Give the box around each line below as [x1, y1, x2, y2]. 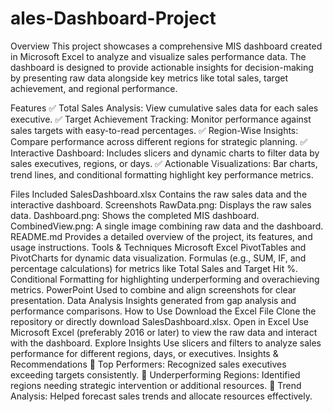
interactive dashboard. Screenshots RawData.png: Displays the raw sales [10, 198, 312, 211]
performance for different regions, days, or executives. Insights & [10, 347, 279, 359]
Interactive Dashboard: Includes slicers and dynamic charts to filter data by [10, 147, 320, 159]
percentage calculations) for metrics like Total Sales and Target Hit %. [10, 262, 298, 274]
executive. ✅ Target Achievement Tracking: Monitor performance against [10, 113, 312, 125]
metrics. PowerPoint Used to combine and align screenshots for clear [10, 283, 297, 296]
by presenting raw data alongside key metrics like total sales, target [10, 72, 288, 84]
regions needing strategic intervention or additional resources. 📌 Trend [10, 379, 302, 391]
